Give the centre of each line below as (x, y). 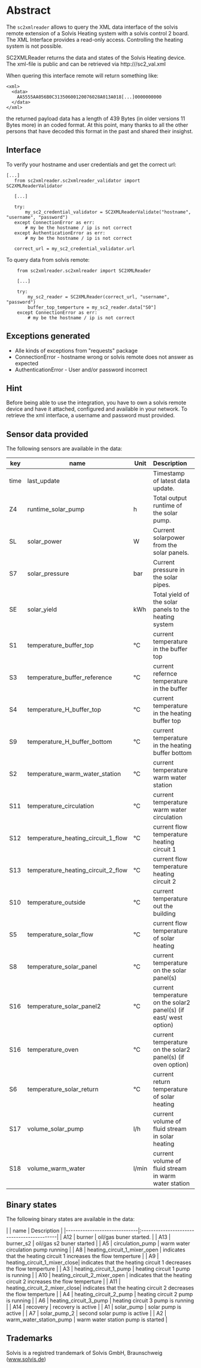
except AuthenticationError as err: (60, 233)
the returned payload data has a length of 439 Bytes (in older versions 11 (96, 118)
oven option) (171, 1065)
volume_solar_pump (55, 1129)
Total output (170, 498)
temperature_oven (53, 1050)
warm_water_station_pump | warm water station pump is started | (87, 1320)
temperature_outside (56, 902)
